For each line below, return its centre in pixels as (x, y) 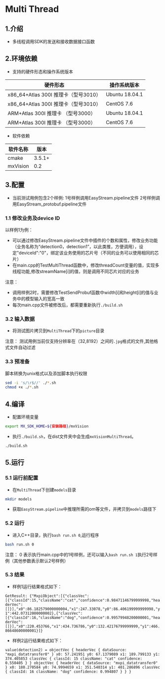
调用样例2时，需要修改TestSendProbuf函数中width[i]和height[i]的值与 (83, 292)
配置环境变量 (25, 417)
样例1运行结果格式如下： (37, 586)
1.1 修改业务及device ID (33, 218)
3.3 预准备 (17, 362)
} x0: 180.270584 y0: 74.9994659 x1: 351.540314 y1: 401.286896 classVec (83, 667)
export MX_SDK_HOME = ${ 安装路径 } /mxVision (47, 426)
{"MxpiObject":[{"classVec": (60, 596)
